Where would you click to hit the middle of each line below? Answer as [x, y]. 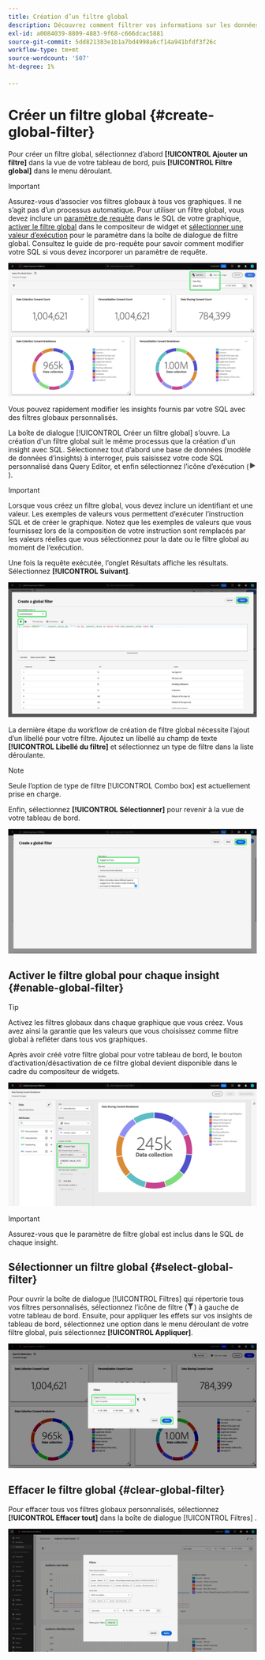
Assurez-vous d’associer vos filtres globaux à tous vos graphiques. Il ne [125, 201]
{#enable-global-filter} [66, 988]
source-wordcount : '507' [49, 59]
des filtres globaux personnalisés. [63, 417]
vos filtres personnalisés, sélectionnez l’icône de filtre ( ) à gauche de [123, 1307]
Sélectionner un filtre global [78, 1267]
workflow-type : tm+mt [44, 50]
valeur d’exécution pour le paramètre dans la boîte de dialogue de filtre [123, 235]
